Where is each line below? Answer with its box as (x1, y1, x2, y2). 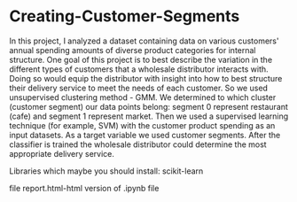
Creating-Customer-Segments (9, 6, 240, 27)
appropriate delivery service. (9, 148, 115, 159)
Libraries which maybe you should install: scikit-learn (9, 166, 204, 176)
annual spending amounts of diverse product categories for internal (9, 44, 256, 55)
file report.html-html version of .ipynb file (9, 183, 160, 193)
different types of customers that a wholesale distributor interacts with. (9, 64, 269, 74)
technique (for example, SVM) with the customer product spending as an (9, 120, 276, 130)
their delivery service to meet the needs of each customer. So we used (9, 82, 269, 93)
